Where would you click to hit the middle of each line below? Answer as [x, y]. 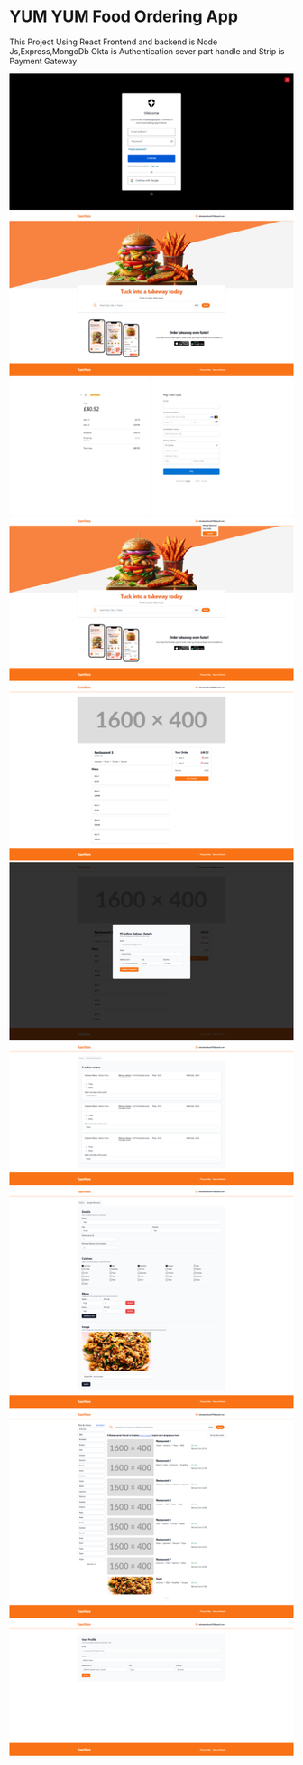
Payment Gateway [43, 61]
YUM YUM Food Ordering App [124, 17]
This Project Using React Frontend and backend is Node [114, 42]
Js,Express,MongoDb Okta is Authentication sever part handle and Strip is [147, 51]
